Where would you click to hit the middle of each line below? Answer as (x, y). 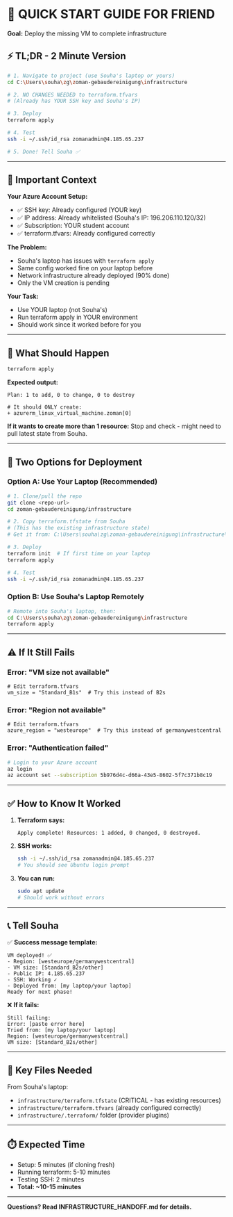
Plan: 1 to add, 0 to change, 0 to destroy (71, 395)
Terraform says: (41, 820)
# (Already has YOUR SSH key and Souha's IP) (74, 101)
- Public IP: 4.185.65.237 (46, 974)
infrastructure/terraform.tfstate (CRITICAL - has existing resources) (119, 1100)
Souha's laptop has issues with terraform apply (86, 261)
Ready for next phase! (40, 992)
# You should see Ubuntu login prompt (73, 865)
